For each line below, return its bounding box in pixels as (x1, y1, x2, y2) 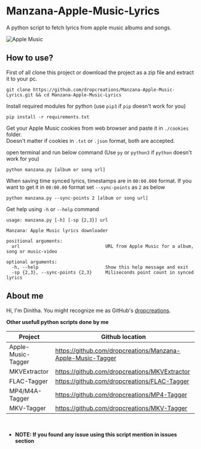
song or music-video (6, 248, 58, 255)
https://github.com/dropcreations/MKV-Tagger (55, 404, 187, 412)
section (14, 437, 35, 444)
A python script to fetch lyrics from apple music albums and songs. (6, 24, 172, 31)
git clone (6, 87, 31, 93)
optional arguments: (6, 259, 58, 265)
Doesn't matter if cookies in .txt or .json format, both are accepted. (6, 137, 175, 144)
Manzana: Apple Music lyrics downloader (6, 227, 109, 234)
